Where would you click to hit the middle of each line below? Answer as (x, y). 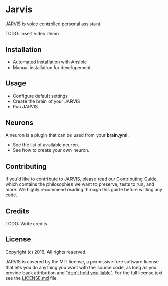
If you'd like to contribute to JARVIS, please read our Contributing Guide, (82, 179)
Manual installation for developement (52, 67)
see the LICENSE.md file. (31, 278)
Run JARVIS (25, 106)
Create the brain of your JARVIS (46, 101)
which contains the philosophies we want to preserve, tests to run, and (80, 184)
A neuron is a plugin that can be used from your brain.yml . (67, 135)
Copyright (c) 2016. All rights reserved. (46, 252)
